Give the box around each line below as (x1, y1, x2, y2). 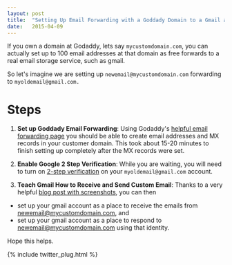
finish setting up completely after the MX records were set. (17, 147, 185, 155)
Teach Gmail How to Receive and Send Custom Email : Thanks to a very (17, 181, 223, 189)
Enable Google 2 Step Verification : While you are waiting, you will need (17, 160, 222, 168)
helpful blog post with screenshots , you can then (17, 188, 157, 197)
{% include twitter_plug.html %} (7, 250, 98, 259)
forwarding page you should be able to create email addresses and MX (17, 132, 220, 140)
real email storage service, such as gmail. (7, 57, 126, 65)
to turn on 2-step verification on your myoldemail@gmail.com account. (17, 167, 213, 176)
